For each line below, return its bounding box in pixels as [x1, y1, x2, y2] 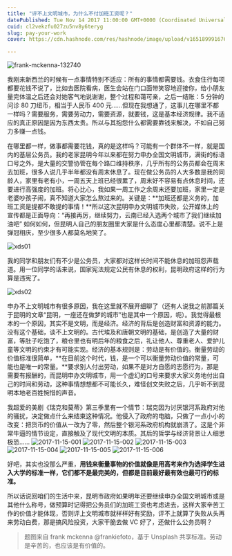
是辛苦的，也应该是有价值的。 [23, 541, 109, 550]
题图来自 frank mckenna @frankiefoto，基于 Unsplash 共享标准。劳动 [23, 532, 222, 541]
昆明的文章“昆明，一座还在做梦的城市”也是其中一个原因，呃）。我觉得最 [12, 311, 215, 319]
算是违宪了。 [7, 274, 43, 283]
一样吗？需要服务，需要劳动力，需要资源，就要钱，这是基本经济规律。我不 [7, 110, 219, 118]
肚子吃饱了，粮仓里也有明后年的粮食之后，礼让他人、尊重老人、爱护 [25, 337, 219, 345]
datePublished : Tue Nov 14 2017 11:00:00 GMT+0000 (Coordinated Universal [7, 17, 227, 24]
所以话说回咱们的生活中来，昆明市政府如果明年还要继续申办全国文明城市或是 [7, 492, 225, 501]
